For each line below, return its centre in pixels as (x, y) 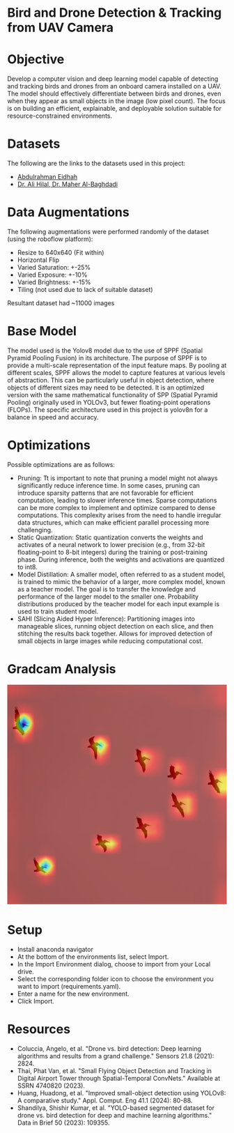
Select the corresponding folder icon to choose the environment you (115, 979)
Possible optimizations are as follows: (61, 464)
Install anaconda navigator (55, 949)
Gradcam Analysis (62, 669)
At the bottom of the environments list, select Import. (93, 957)
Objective (36, 60)
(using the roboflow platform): (50, 239)
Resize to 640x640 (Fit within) (61, 253)
